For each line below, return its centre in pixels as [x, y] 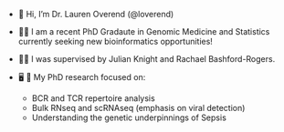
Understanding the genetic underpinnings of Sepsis [129, 117]
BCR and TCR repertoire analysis [93, 98]
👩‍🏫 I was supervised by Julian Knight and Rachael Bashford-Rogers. [147, 59]
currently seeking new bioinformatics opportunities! [115, 41]
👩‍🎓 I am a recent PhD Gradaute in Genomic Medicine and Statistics [144, 31]
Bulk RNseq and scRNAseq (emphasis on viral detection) [138, 108]
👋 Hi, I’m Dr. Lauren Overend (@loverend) [96, 14]
